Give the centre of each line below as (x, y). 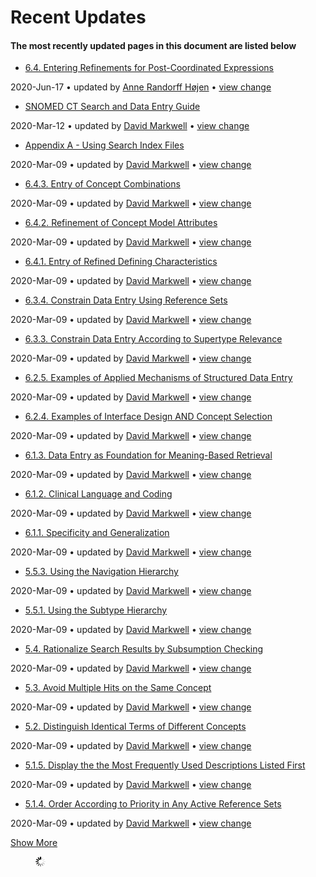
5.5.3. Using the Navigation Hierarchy (101, 572)
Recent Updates (78, 17)
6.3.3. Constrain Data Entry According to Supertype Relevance (153, 339)
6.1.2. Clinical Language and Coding (98, 494)
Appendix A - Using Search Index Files (104, 145)
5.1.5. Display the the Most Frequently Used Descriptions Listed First (165, 765)
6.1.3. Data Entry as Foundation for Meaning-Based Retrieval (148, 455)
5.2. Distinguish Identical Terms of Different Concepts (135, 727)
